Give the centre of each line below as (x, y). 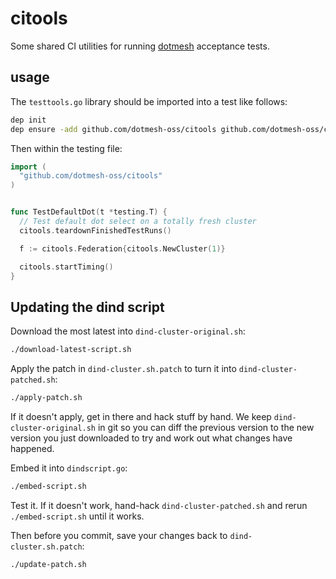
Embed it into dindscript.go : (69, 468)
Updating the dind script (87, 307)
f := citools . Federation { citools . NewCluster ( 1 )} (122, 248)
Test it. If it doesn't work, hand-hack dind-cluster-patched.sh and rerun (159, 505)
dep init (28, 120)
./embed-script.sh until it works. (77, 516)
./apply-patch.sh (46, 398)
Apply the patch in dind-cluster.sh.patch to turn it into (123, 369)
